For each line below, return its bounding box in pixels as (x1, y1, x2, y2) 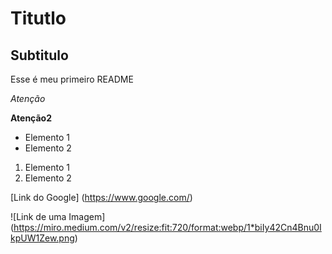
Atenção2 (10, 112, 53, 124)
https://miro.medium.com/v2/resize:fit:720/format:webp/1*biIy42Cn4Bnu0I (13, 222, 322, 233)
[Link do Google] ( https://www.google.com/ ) (10, 192, 193, 203)
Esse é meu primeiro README (10, 73, 134, 85)
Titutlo (10, 7, 67, 30)
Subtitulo (10, 47, 69, 64)
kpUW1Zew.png (10, 232, 75, 244)
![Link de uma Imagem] (10, 211, 106, 222)
